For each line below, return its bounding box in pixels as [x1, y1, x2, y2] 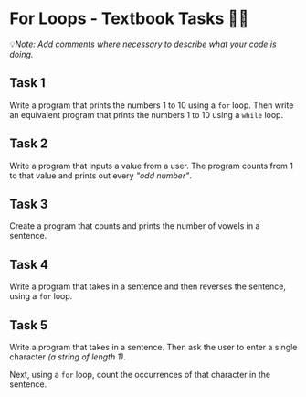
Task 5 [9, 317, 48, 333]
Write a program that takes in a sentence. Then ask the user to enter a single [9, 342, 298, 352]
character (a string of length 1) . [9, 351, 126, 362]
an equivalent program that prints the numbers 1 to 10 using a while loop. [9, 109, 284, 120]
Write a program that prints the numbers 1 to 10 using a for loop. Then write [9, 100, 294, 111]
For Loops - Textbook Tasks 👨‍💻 [9, 8, 249, 29]
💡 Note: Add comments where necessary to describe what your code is [9, 38, 277, 49]
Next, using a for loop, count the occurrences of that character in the [9, 370, 271, 380]
